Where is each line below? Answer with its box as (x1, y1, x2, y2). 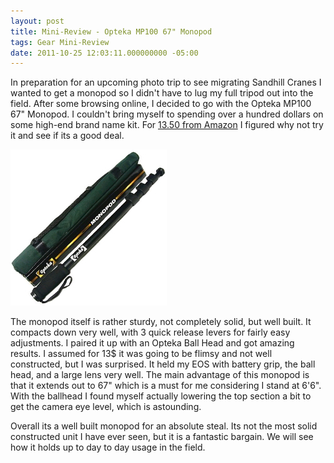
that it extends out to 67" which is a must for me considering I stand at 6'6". (10, 380, 322, 392)
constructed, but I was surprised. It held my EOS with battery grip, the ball (10, 358, 316, 370)
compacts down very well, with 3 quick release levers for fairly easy (10, 326, 291, 339)
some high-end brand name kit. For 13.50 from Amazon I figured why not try (10, 119, 324, 131)
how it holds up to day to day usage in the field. (10, 441, 206, 454)
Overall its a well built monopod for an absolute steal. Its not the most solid (10, 420, 318, 432)
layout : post (10, 16, 65, 26)
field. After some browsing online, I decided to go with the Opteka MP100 (10, 98, 312, 110)
